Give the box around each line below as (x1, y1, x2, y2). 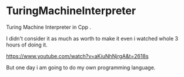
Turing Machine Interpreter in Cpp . (6, 24, 92, 31)
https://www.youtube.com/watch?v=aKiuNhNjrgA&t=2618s (6, 52, 149, 59)
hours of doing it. (6, 41, 48, 48)
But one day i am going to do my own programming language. (6, 63, 156, 71)
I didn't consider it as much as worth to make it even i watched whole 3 (6, 35, 178, 42)
